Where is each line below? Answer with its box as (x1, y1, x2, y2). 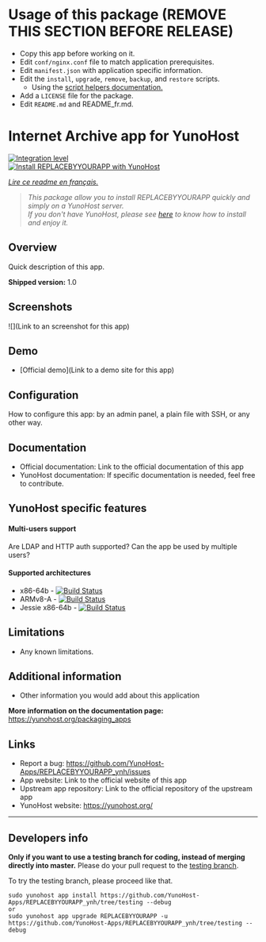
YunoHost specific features (8, 502, 147, 515)
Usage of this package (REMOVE (8, 6, 227, 24)
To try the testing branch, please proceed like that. (8, 875, 173, 886)
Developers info (8, 831, 89, 844)
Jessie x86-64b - (19, 602, 78, 612)
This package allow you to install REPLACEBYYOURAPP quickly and (27, 192, 251, 202)
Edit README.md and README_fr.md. (19, 99, 134, 109)
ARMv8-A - (19, 594, 57, 604)
